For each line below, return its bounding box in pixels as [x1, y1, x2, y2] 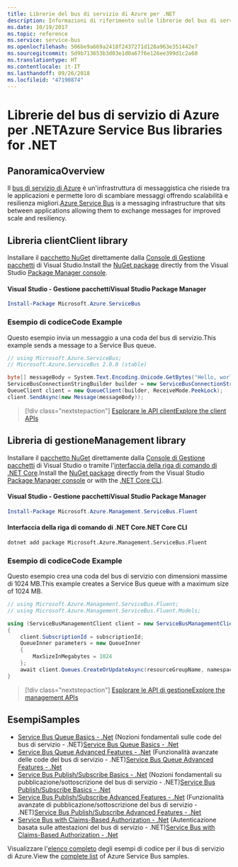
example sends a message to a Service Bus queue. [7, 341, 157, 349]
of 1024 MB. [7, 587, 43, 595]
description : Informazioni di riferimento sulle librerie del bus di [7, 17, 217, 24]
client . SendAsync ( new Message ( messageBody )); [7, 393, 144, 401]
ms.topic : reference [7, 30, 69, 38]
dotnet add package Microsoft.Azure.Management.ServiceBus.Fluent [7, 539, 208, 546]
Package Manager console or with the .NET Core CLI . [7, 476, 164, 484]
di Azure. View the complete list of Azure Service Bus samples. [7, 851, 190, 860]
